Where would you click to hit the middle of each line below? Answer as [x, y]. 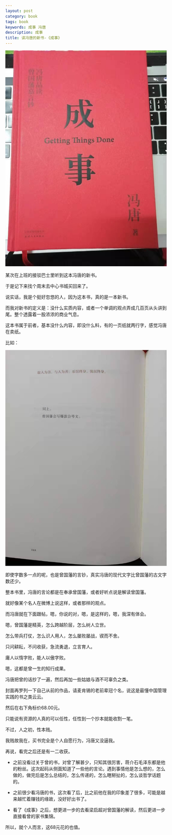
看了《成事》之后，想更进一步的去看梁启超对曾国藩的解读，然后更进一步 [89, 810]
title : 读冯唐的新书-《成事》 [34, 38]
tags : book [17, 22]
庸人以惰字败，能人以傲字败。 [37, 657]
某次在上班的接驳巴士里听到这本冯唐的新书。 [52, 275]
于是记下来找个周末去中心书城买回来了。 [48, 286]
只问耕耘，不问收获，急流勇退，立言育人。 [50, 647]
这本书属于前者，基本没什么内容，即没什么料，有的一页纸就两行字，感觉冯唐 [86, 325]
